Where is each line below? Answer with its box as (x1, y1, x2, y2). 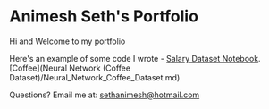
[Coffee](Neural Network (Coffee (9, 63, 131, 73)
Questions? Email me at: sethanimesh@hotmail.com (9, 89, 200, 100)
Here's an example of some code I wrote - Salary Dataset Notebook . (9, 53, 261, 63)
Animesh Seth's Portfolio (9, 6, 199, 27)
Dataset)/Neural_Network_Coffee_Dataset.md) (9, 71, 181, 82)
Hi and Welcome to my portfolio (9, 36, 126, 46)
